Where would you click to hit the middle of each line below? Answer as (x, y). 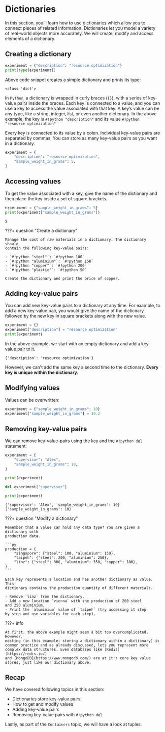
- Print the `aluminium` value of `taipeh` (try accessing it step (76, 609)
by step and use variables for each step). (50, 614)
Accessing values (33, 182)
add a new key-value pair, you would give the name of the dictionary (75, 311)
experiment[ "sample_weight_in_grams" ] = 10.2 (52, 413)
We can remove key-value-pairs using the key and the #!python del (74, 441)
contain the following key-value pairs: (47, 248)
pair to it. (26, 349)
